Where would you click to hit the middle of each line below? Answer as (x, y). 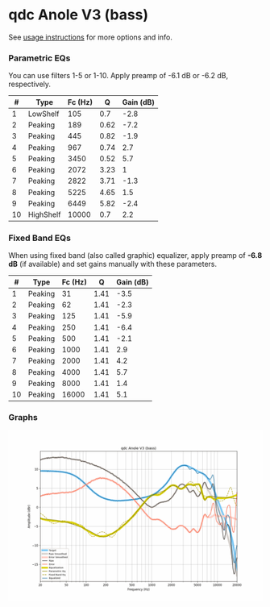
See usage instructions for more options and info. (91, 37)
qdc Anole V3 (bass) (79, 15)
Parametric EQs (39, 58)
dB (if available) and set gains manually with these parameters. (113, 264)
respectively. (29, 84)
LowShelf (44, 114)
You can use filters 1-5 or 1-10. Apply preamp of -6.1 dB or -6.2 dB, (118, 76)
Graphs (23, 418)
